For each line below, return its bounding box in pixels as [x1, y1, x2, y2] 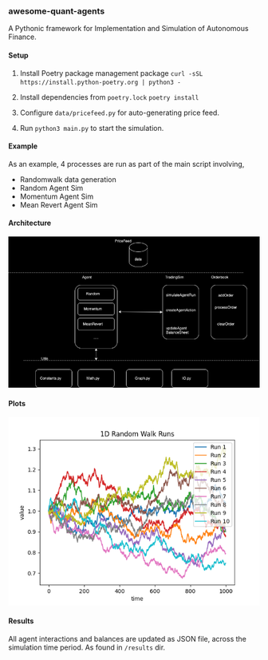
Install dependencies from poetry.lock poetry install [19, 92, 199, 101]
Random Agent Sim [19, 183, 84, 192]
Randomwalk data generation [19, 174, 117, 184]
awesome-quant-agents [8, 6, 105, 17]
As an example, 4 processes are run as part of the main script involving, [8, 159, 245, 168]
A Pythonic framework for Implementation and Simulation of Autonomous [8, 24, 249, 34]
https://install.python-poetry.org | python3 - [19, 78, 181, 86]
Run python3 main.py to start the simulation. [19, 123, 164, 132]
